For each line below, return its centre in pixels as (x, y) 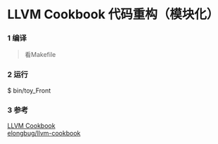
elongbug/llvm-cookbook (44, 133)
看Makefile (40, 55)
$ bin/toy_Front (29, 90)
